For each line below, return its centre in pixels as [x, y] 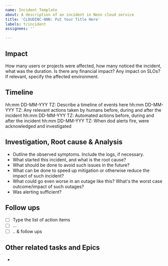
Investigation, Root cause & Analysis [64, 142]
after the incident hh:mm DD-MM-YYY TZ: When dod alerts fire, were [77, 121]
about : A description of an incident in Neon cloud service [70, 15]
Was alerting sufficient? [37, 192]
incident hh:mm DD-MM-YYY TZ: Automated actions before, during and [80, 115]
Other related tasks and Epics [52, 248]
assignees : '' [20, 29]
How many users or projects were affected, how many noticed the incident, [83, 66]
